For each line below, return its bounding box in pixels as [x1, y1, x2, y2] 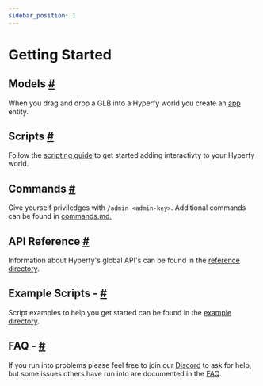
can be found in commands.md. [8, 212, 112, 221]
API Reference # [8, 235, 90, 248]
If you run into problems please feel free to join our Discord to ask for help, [8, 360, 252, 369]
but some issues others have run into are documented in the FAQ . [8, 369, 222, 378]
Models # [8, 77, 55, 91]
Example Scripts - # [8, 287, 108, 300]
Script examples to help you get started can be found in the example [8, 308, 232, 317]
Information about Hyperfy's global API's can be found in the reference [8, 255, 240, 266]
